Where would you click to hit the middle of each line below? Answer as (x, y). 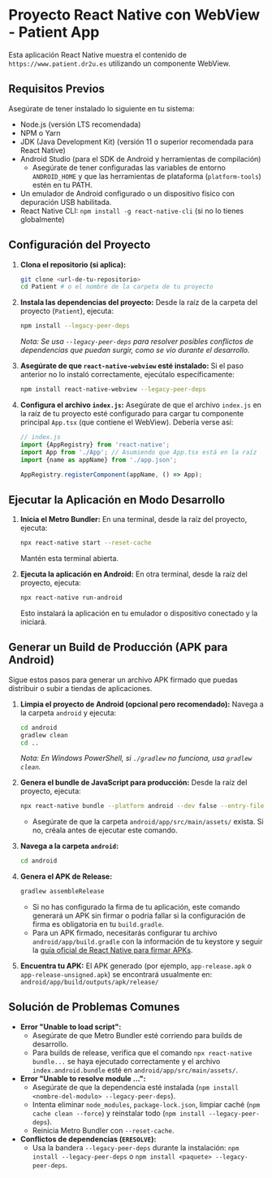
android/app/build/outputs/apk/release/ (89, 982)
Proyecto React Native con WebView (134, 15)
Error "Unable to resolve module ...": (83, 1078)
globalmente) (42, 219)
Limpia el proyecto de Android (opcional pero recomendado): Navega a (142, 704)
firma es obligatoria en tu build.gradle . (98, 924)
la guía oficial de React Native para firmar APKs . (112, 950)
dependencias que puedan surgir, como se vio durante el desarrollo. (135, 350)
